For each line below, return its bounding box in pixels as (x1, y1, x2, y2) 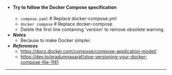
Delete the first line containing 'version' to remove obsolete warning (20, 26, 164, 33)
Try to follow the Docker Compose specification (12, 4, 117, 10)
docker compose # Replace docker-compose (20, 21, 113, 27)
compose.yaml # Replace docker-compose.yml (20, 15, 117, 22)
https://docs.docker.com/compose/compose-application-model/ (20, 48, 157, 54)
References (12, 43, 38, 49)
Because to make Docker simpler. (20, 38, 91, 44)
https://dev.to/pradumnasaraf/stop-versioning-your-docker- (20, 54, 147, 60)
